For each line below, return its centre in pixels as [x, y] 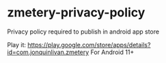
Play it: [16, 45]
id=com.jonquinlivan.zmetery [48, 52]
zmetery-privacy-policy [76, 13]
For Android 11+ [112, 52]
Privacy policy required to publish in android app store [83, 32]
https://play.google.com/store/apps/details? [89, 45]
